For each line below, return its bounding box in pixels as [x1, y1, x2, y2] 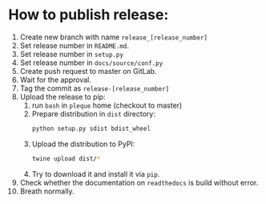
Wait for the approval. [19, 75, 92, 84]
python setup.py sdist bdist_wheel [31, 124, 151, 133]
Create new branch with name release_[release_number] [19, 32, 208, 42]
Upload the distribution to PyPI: [31, 139, 135, 149]
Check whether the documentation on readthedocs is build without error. [19, 177, 259, 187]
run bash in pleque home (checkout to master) [31, 100, 183, 110]
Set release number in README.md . [19, 40, 130, 50]
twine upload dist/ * [31, 154, 101, 162]
